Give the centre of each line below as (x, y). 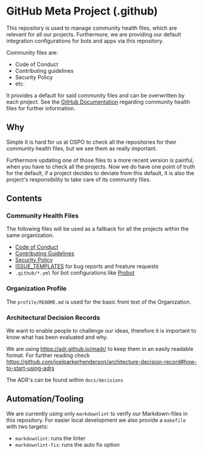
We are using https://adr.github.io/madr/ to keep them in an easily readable (100, 349)
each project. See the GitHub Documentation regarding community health (98, 102)
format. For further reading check (48, 355)
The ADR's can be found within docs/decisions (65, 380)
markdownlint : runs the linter (50, 438)
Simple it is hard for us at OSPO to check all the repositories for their (92, 142)
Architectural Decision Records (53, 318)
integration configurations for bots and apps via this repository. (85, 41)
